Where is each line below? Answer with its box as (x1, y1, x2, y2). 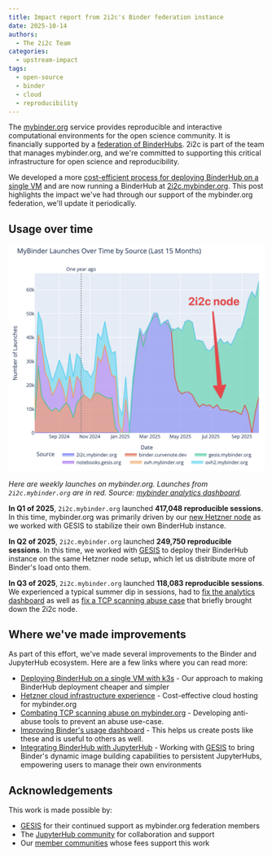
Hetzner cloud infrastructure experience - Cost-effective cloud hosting (20, 691, 258, 701)
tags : (8, 65, 27, 73)
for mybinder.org (20, 700, 77, 710)
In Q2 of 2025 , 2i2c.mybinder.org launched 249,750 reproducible (8, 536, 232, 546)
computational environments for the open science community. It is (8, 131, 230, 141)
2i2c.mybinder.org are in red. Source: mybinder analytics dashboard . (8, 487, 242, 497)
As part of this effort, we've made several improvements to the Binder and (8, 649, 257, 659)
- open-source (15, 73, 64, 81)
